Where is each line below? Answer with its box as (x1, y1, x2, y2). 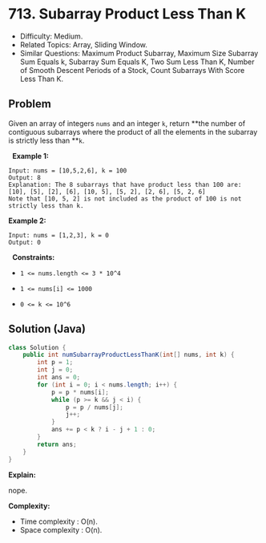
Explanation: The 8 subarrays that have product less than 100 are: (8, 180, 242, 188)
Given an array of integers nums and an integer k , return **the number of (8, 118, 246, 128)
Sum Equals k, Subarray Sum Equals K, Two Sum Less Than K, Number (19, 57, 255, 67)
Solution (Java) (8, 322, 87, 336)
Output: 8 (8, 173, 42, 181)
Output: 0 (8, 238, 42, 246)
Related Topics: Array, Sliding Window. (19, 39, 148, 49)
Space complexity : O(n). (19, 525, 103, 534)
